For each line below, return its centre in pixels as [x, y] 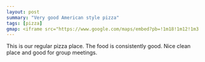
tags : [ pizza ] [25, 23]
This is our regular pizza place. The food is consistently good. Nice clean [99, 46]
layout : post [23, 12]
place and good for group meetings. [52, 53]
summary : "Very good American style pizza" [63, 18]
